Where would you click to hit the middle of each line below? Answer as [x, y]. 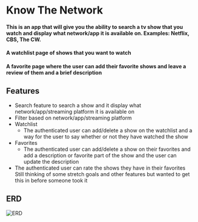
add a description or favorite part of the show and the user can [100, 155]
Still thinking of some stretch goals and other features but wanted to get [102, 174]
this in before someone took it [51, 180]
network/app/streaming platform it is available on [74, 111]
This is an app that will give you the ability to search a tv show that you [95, 26]
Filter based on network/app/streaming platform [73, 118]
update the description [51, 161]
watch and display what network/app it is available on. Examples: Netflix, [98, 33]
